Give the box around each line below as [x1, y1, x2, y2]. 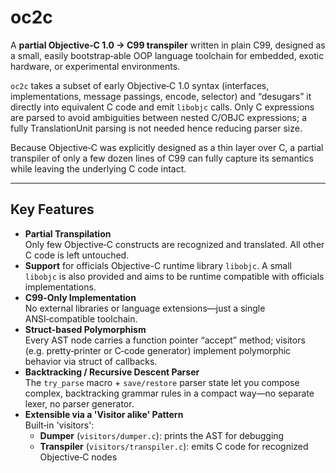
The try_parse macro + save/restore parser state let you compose [24, 376, 300, 388]
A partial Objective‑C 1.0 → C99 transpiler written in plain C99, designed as [10, 39, 326, 51]
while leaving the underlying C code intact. [10, 162, 187, 175]
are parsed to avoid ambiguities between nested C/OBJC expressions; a [10, 111, 308, 123]
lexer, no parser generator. [24, 397, 135, 410]
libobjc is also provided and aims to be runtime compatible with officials [24, 270, 325, 282]
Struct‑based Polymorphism [24, 323, 147, 335]
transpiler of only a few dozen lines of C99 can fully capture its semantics [10, 152, 315, 164]
